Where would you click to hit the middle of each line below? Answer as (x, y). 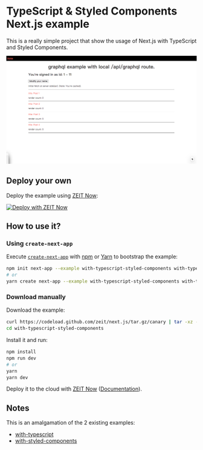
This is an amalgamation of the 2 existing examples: (71, 423)
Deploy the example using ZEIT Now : (52, 195)
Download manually (36, 297)
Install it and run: (27, 340)
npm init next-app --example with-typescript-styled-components (89, 269)
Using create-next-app (40, 244)
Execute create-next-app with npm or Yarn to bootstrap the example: (92, 257)
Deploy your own (39, 181)
